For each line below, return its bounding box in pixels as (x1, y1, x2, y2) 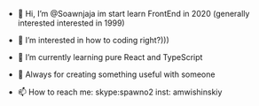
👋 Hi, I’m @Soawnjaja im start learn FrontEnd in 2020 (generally (17, 9, 250, 19)
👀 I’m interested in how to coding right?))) (17, 35, 170, 45)
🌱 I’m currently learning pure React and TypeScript (17, 52, 203, 62)
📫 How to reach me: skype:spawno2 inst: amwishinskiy (17, 87, 223, 97)
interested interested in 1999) (17, 18, 126, 28)
